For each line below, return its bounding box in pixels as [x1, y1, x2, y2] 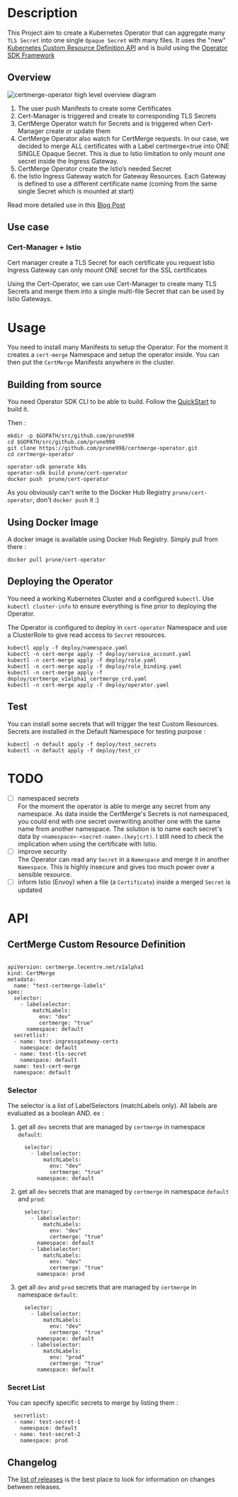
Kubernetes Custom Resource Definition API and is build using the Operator [7, 43, 228, 52]
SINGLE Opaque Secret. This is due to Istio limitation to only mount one [17, 149, 225, 157]
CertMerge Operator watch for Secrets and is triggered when [17, 119, 196, 128]
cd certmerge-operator [7, 451, 74, 458]
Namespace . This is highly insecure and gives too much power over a [17, 862, 215, 871]
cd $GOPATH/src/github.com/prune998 [7, 439, 115, 446]
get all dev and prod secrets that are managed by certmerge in [17, 1283, 197, 1292]
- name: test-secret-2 [13, 1431, 81, 1438]
